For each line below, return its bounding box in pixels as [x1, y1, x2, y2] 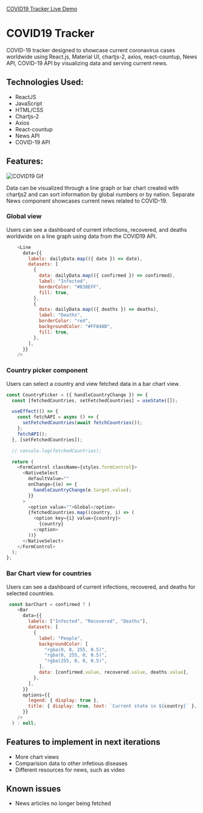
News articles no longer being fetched [15, 800, 111, 807]
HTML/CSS [15, 106, 44, 113]
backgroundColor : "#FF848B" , [38, 324, 113, 330]
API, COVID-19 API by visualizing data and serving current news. [6, 59, 168, 66]
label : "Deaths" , [38, 312, 83, 318]
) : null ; [12, 720, 36, 726]
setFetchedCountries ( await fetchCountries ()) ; [22, 420, 143, 426]
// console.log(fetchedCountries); [12, 447, 102, 454]
